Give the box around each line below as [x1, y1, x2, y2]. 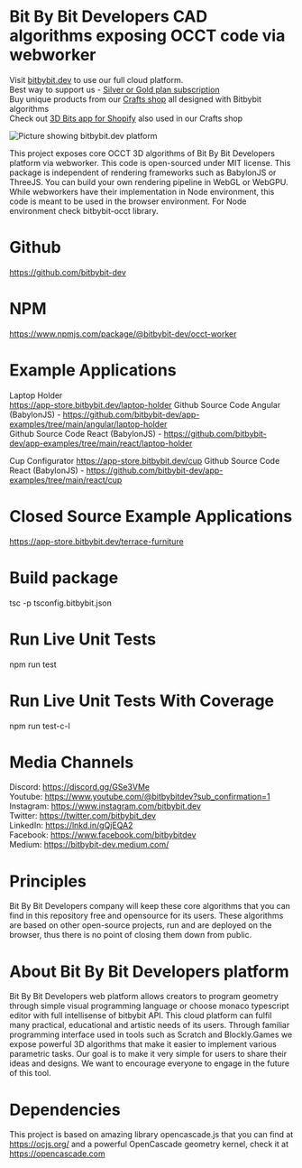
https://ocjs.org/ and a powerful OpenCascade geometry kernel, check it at [9, 1139, 289, 1150]
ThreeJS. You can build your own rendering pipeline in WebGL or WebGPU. [9, 176, 288, 187]
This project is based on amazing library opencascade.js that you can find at [9, 1129, 294, 1140]
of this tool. [9, 1068, 51, 1079]
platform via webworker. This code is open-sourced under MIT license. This [9, 157, 291, 168]
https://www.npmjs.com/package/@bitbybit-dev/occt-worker [9, 328, 237, 339]
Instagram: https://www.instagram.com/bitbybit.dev [9, 801, 201, 811]
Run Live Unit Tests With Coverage [9, 691, 275, 710]
